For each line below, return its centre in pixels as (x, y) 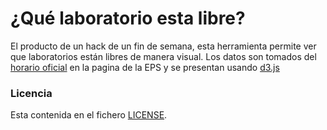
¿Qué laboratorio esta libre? (128, 18)
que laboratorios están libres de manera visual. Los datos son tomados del (163, 56)
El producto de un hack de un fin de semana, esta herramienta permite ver (163, 46)
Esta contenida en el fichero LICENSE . (89, 115)
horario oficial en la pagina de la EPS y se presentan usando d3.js (145, 67)
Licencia (31, 93)
